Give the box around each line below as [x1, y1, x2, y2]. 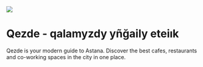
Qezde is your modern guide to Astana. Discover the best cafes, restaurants [6, 47, 197, 54]
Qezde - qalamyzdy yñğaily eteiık [6, 27, 179, 41]
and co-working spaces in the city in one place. [6, 53, 126, 60]
